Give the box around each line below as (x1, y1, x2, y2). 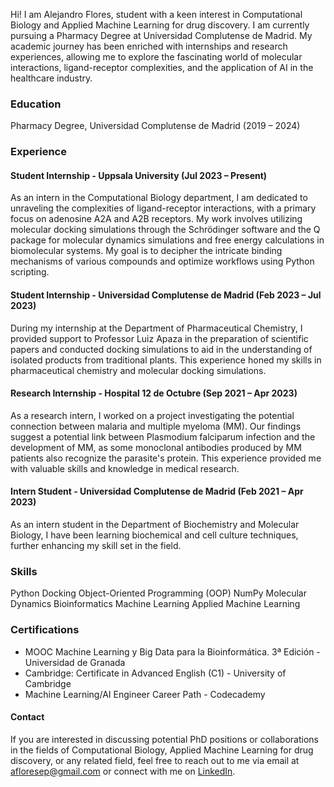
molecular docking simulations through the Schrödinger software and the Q (10, 224, 321, 236)
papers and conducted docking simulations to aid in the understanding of (10, 343, 313, 355)
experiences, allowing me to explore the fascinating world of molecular (10, 51, 303, 63)
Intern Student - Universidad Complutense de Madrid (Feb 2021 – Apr (10, 485, 304, 498)
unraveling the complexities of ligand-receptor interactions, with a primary (10, 202, 317, 214)
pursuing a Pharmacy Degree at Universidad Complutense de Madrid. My (10, 30, 313, 41)
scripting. (10, 266, 50, 278)
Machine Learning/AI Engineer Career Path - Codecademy (24, 688, 266, 700)
